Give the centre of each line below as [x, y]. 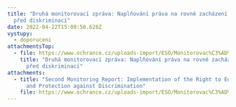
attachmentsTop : [31, 46]
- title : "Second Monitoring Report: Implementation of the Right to [117, 79]
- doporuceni [33, 40]
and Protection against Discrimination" [86, 86]
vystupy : [20, 33]
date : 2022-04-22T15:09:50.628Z [54, 27]
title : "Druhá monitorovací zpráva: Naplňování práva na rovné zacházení [118, 14]
